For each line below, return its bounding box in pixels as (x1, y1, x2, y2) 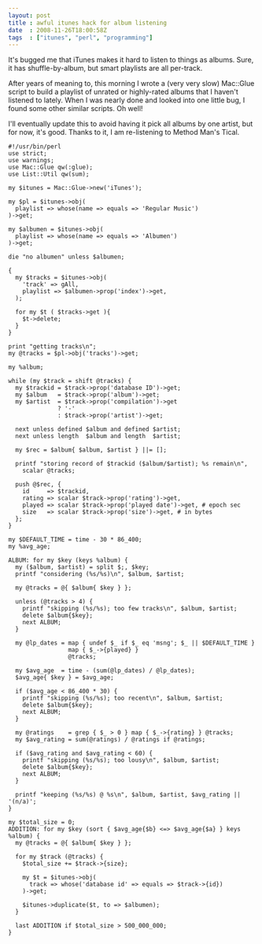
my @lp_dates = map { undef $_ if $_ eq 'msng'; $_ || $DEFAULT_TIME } (15, 639, 256, 647)
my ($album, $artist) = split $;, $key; (15, 563, 149, 571)
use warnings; (8, 157, 55, 165)
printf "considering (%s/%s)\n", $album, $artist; (15, 570, 185, 578)
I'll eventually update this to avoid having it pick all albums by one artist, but (8, 119, 253, 128)
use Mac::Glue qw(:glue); (8, 163, 93, 172)
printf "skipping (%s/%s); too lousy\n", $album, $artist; (22, 756, 220, 764)
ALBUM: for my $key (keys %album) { (8, 556, 128, 564)
